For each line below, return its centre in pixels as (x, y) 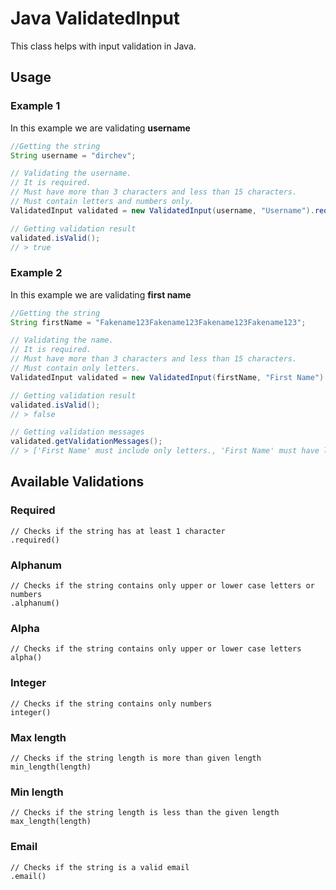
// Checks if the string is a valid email (100, 867)
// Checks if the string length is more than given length (136, 758)
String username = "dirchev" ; (73, 155)
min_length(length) (51, 767)
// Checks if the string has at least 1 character (118, 531)
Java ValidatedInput (95, 18)
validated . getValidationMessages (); (86, 442)
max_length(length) (51, 822)
